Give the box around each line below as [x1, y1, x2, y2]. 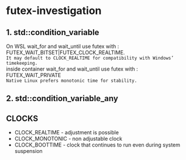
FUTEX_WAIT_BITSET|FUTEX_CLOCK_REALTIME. [6, 49, 125, 56]
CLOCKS [6, 113, 39, 123]
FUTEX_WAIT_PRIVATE [6, 72, 61, 78]
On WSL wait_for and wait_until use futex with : [6, 43, 119, 50]
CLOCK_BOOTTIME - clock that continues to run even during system [14, 141, 180, 148]
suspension [14, 148, 43, 155]
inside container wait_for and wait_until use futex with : [6, 65, 139, 72]
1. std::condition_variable [6, 27, 99, 37]
